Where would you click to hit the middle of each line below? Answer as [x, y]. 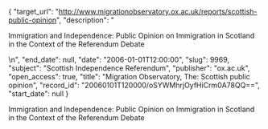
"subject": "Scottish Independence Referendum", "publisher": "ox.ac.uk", [129, 68]
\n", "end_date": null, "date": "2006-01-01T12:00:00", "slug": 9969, [119, 60]
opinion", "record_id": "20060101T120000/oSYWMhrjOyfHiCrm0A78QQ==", [134, 85]
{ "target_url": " [33, 12]
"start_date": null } [39, 94]
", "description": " [85, 20]
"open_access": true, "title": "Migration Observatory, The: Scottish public [130, 77]
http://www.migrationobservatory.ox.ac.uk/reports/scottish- [158, 12]
